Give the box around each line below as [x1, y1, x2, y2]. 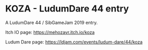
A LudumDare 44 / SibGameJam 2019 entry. [5, 19, 98, 25]
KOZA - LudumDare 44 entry [5, 3, 129, 14]
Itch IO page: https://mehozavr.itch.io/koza [5, 29, 95, 35]
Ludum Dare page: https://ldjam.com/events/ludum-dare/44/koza [5, 38, 143, 45]
